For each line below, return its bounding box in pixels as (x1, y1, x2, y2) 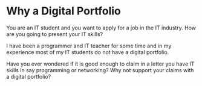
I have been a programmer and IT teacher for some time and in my (6, 42, 172, 49)
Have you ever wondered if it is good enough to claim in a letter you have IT (6, 60, 195, 67)
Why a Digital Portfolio (6, 4, 121, 18)
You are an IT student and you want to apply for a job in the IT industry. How (6, 24, 197, 31)
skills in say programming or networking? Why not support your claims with (6, 66, 194, 73)
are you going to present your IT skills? (6, 30, 103, 37)
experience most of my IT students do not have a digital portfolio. (6, 48, 169, 55)
